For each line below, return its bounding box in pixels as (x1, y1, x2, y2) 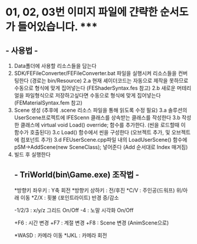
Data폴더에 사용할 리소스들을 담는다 (14, 63, 97, 69)
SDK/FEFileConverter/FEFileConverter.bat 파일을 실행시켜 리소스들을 (14, 70, 177, 77)
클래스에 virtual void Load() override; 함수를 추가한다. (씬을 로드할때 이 (20, 122, 186, 128)
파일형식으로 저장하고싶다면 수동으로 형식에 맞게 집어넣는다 (25, 92, 161, 99)
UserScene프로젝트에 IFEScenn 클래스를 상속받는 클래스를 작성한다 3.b (14, 114, 180, 121)
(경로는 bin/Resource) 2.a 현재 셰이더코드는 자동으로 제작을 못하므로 (29, 77, 189, 84)
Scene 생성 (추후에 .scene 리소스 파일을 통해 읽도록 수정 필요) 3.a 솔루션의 (14, 107, 188, 113)
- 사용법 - (5, 45, 38, 56)
